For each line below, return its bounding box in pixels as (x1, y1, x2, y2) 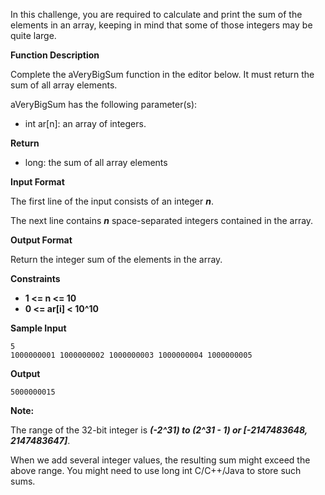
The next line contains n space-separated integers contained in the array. (10, 215, 314, 226)
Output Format (10, 234, 73, 246)
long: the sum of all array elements (24, 157, 168, 168)
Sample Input (10, 322, 67, 334)
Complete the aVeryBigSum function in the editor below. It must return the (10, 69, 315, 80)
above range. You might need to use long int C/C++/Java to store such (10, 465, 302, 476)
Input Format (10, 176, 65, 188)
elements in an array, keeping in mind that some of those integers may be (10, 19, 313, 31)
